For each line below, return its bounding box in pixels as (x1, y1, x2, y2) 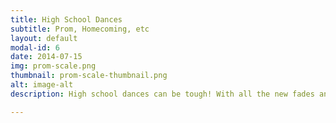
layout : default (10, 33, 78, 43)
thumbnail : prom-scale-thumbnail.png (10, 71, 168, 81)
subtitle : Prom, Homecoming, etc (10, 24, 150, 34)
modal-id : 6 (10, 42, 60, 53)
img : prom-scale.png (10, 61, 97, 71)
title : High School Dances (10, 14, 123, 25)
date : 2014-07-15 (10, 52, 83, 62)
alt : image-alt (10, 80, 74, 90)
